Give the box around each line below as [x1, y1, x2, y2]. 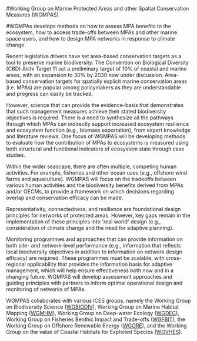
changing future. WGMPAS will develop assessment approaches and [6, 273, 172, 280]
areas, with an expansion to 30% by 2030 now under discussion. [6, 72, 163, 78]
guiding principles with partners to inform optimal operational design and [6, 279, 183, 286]
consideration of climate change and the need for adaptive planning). [6, 225, 174, 231]
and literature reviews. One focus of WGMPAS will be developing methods [6, 133, 186, 140]
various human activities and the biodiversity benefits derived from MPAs [6, 182, 184, 189]
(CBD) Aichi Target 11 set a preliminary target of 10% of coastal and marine [6, 65, 187, 72]
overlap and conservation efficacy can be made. [6, 194, 123, 201]
